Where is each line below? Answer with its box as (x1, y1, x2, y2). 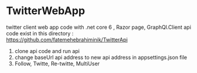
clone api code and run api (14, 47, 80, 54)
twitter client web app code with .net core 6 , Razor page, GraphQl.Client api (6, 24, 192, 31)
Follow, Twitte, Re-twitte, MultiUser (14, 60, 100, 67)
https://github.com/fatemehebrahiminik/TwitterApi (6, 36, 128, 43)
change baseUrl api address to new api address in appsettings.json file (14, 54, 188, 61)
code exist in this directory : (6, 29, 74, 36)
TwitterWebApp (6, 4, 86, 18)
